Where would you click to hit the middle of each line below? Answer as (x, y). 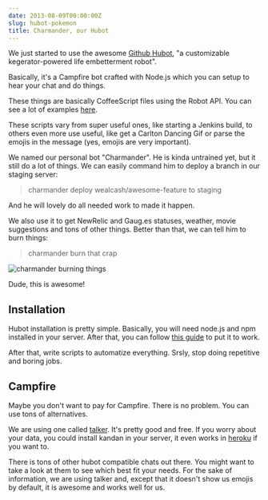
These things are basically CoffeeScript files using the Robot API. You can (130, 101)
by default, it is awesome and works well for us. (87, 487)
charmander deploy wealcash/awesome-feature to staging (125, 190)
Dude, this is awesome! (47, 284)
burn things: (28, 238)
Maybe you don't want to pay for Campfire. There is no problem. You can (129, 405)
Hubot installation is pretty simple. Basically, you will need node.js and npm (132, 329)
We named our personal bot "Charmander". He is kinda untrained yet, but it (132, 157)
